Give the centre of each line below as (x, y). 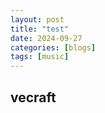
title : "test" (40, 29)
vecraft (33, 97)
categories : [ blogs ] (53, 47)
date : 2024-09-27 (46, 38)
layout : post (37, 19)
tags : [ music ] (40, 57)
